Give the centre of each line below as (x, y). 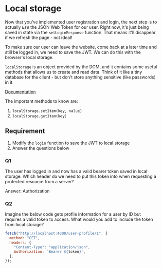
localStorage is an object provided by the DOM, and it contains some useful (81, 67)
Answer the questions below (41, 148)
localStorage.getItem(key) (39, 116)
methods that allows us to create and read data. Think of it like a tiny (73, 72)
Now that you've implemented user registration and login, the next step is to (81, 22)
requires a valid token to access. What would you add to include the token (79, 219)
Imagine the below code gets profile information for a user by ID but (73, 214)
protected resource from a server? (39, 182)
